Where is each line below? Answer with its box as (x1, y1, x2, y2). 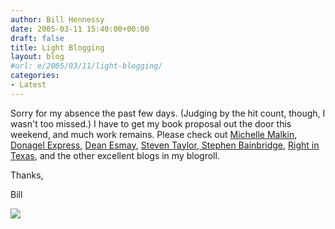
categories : (10, 71, 60, 81)
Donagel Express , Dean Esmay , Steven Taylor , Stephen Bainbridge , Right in (10, 139, 320, 151)
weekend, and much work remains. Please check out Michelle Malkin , (10, 128, 298, 140)
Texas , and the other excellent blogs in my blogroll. (10, 149, 220, 161)
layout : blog (10, 52, 65, 62)
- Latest (10, 80, 47, 90)
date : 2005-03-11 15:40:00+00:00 (10, 24, 150, 34)
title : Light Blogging (10, 42, 105, 53)
